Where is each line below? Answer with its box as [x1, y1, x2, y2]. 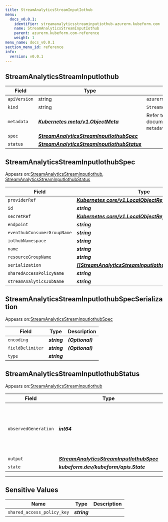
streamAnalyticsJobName [7, 279, 64, 284]
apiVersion [7, 96, 33, 102]
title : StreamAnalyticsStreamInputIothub [5, 7, 93, 13]
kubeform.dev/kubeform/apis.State [58, 463, 145, 470]
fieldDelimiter [7, 345, 44, 351]
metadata [7, 119, 28, 125]
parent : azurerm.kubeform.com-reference [14, 31, 99, 36]
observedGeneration [7, 426, 54, 431]
